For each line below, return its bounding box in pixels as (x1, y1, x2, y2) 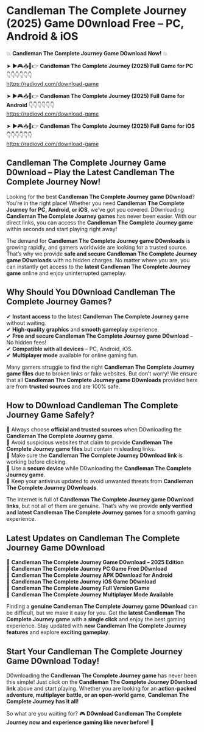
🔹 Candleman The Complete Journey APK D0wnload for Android (6, 571, 173, 579)
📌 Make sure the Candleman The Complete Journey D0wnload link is (6, 451, 183, 459)
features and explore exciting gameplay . (6, 629, 110, 636)
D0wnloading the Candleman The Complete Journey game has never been (6, 672, 197, 679)
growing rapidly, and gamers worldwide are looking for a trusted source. (6, 243, 188, 251)
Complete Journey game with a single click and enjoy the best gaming (6, 616, 186, 623)
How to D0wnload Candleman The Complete (6, 400, 178, 411)
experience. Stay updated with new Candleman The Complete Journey (6, 622, 187, 630)
